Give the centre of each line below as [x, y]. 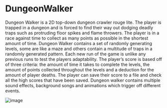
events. [13, 91]
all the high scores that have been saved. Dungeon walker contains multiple [83, 80]
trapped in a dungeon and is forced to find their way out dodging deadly [79, 27]
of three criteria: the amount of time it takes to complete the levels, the [78, 64]
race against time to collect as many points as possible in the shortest [77, 38]
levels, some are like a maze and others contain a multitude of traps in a [79, 49]
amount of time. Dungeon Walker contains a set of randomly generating [79, 43]
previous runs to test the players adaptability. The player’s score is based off [83, 59]
